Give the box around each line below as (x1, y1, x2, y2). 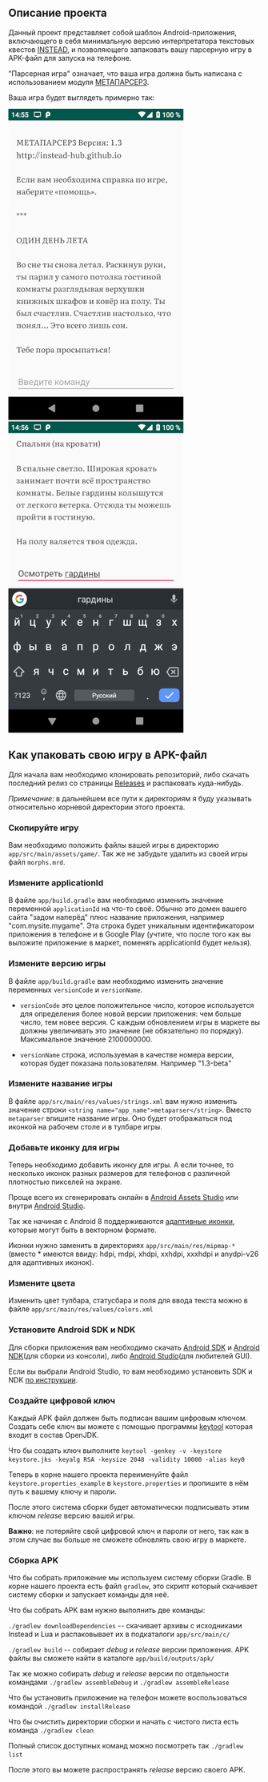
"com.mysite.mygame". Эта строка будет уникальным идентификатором (8, 921, 254, 931)
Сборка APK (8, 1555, 58, 1566)
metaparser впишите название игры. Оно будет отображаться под (8, 1113, 233, 1123)
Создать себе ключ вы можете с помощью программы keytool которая (8, 1422, 254, 1431)
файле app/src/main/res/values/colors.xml (8, 1304, 154, 1314)
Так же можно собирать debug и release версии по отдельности (8, 1669, 230, 1679)
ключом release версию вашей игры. (8, 1511, 135, 1520)
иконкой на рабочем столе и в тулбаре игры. (8, 1122, 162, 1131)
